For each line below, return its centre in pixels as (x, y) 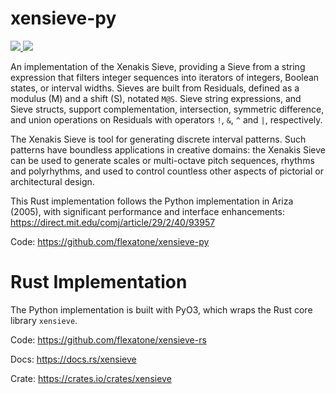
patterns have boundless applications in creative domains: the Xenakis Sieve (168, 149)
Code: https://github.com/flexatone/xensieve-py (110, 241)
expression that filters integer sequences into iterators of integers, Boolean (165, 77)
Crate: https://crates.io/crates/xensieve (91, 378)
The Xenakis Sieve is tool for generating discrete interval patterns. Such (158, 139)
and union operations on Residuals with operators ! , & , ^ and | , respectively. (166, 119)
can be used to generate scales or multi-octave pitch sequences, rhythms (162, 160)
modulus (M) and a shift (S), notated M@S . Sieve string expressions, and (156, 98)
